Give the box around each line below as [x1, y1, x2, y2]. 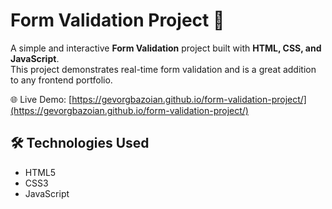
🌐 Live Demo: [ [10, 93, 73, 105]
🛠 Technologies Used [10, 135, 150, 152]
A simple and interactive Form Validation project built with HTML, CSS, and [10, 42, 322, 54]
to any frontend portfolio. [10, 74, 113, 86]
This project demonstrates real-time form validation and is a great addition [10, 63, 317, 75]
